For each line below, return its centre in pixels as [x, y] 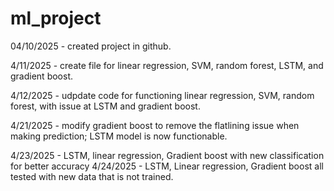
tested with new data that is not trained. [92, 176]
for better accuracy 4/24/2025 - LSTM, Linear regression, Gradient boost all [167, 166]
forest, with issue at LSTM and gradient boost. [105, 106]
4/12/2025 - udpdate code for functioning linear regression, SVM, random [162, 95]
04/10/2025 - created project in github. [91, 46]
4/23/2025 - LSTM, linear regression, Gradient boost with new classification [167, 155]
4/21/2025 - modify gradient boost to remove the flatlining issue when [155, 125]
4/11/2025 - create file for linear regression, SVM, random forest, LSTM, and [167, 65]
